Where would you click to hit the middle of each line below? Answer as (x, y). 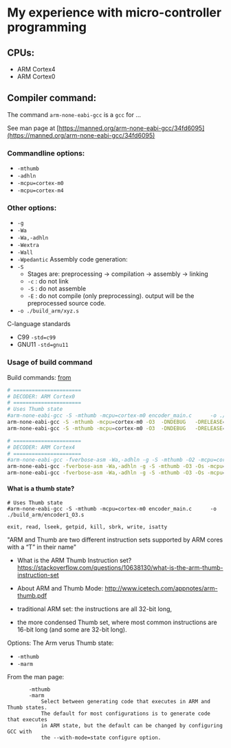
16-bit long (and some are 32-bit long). (72, 630)
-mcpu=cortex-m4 (40, 191)
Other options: (32, 208)
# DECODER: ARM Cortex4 (41, 447)
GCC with (20, 732)
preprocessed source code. (67, 303)
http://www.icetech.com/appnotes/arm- (161, 588)
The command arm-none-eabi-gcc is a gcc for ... (74, 114)
